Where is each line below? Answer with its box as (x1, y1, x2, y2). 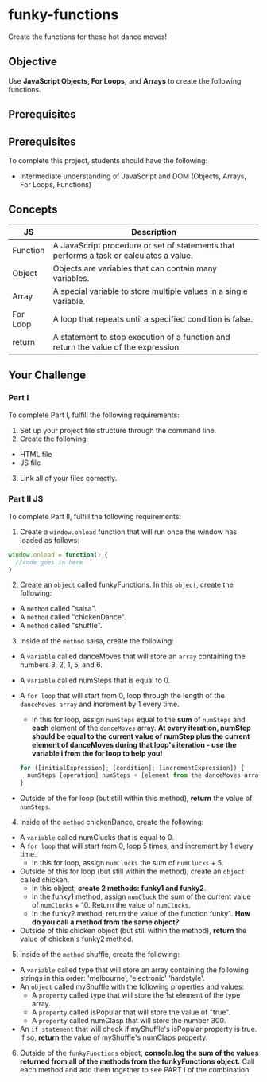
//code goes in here (15, 558, 83, 566)
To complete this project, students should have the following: (8, 155, 208, 165)
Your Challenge (8, 369, 87, 382)
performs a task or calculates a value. (52, 249, 193, 260)
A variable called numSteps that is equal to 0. (19, 675, 171, 686)
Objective (8, 55, 58, 68)
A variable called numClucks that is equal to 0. (19, 833, 175, 842)
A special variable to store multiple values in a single (52, 285, 248, 296)
